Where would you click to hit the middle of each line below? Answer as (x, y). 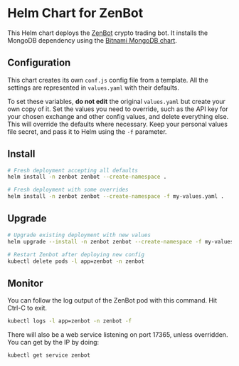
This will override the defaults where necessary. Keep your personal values (117, 124)
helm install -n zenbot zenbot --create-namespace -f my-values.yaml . (116, 197)
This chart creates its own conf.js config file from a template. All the (108, 80)
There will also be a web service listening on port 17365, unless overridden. (118, 335)
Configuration (39, 63)
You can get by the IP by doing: (53, 343)
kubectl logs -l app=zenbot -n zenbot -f (70, 321)
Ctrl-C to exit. (27, 308)
